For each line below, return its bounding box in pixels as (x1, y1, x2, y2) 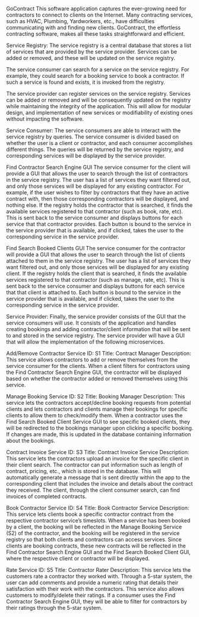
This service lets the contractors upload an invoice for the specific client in (6, 455, 189, 462)
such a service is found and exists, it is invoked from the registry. (6, 78, 165, 86)
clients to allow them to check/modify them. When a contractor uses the (6, 412, 183, 418)
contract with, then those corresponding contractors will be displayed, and (6, 196, 189, 202)
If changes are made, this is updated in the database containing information (6, 431, 191, 437)
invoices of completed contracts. (6, 493, 87, 500)
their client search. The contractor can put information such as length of (6, 461, 183, 468)
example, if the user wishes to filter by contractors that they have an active (6, 189, 189, 196)
